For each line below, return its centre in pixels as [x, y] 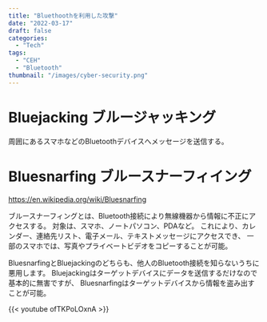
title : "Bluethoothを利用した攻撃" [63, 16]
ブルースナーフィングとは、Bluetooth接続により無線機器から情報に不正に [129, 215]
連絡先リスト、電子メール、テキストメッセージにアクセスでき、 [140, 235]
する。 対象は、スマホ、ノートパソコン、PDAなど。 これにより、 [135, 226]
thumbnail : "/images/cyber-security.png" [78, 75]
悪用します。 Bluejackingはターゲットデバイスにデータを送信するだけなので [133, 272]
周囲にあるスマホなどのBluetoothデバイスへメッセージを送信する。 [118, 141]
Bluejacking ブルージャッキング [112, 117]
